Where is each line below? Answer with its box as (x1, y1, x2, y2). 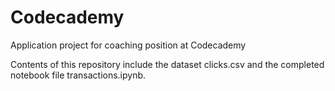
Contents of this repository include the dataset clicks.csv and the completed (10, 58, 325, 70)
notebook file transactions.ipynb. (10, 69, 147, 81)
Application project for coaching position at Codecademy (10, 39, 247, 51)
